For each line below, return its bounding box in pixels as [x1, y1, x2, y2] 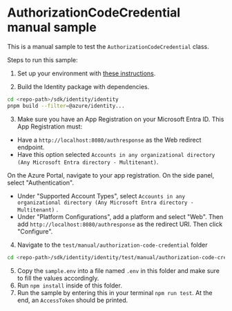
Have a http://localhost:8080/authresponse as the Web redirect [17, 135, 202, 144]
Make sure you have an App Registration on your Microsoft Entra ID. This [17, 115, 224, 123]
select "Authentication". [7, 178, 75, 187]
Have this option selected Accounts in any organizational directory [17, 150, 215, 158]
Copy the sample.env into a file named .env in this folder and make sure [17, 266, 220, 274]
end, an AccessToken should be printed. [17, 296, 128, 304]
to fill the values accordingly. [17, 274, 99, 282]
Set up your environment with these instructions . [17, 69, 156, 77]
